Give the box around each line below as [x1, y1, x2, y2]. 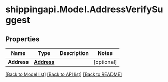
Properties [5, 35, 40, 43]
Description [59, 50, 89, 57]
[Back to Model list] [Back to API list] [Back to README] [5, 71, 122, 77]
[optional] [93, 59, 117, 65]
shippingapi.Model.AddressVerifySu [5, 4, 163, 15]
